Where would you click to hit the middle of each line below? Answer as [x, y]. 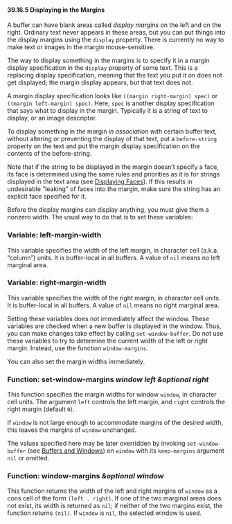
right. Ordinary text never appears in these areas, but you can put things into [116, 33]
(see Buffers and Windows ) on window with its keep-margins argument [126, 451]
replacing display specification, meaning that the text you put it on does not [115, 75]
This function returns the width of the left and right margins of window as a [113, 491]
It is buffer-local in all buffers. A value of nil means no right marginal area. [113, 305]
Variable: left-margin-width [54, 235]
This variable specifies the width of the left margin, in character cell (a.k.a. [113, 250]
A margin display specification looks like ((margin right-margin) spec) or [113, 96]
